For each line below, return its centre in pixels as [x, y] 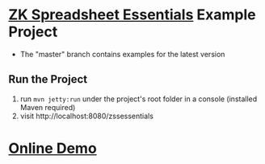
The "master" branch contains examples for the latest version [122, 54]
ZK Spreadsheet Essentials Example [132, 15]
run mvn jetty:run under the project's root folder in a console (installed [139, 99]
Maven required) [48, 107]
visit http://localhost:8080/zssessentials [86, 116]
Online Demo [53, 148]
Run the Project [48, 79]
